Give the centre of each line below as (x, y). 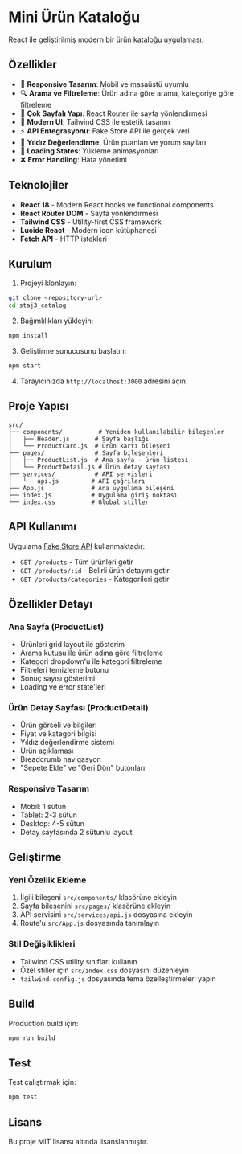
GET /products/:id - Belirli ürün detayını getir (95, 570)
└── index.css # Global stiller (79, 502)
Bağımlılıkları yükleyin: (57, 321)
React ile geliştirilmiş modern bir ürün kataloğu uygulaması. (106, 39)
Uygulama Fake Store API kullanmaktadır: (77, 546)
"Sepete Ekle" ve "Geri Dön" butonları (82, 768)
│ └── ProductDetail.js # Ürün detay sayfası (90, 467)
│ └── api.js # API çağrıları (77, 481)
